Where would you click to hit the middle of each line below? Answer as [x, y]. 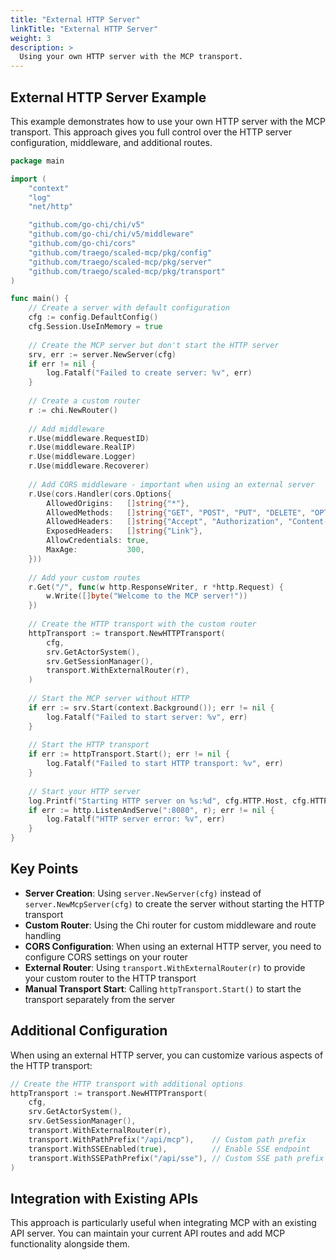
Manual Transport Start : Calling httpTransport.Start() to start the [163, 988]
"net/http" [51, 207]
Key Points [44, 869]
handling [43, 935]
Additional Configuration [89, 1031]
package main [37, 161]
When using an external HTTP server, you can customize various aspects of [167, 1055]
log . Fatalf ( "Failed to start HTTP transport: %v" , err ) [165, 764]
